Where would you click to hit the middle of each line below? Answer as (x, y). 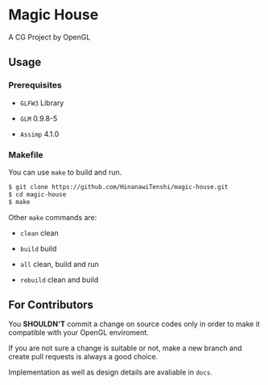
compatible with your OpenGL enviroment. (78, 333)
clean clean (39, 233)
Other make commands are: (53, 217)
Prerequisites (35, 85)
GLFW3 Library (42, 103)
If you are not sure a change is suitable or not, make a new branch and (125, 348)
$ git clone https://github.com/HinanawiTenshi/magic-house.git (118, 186)
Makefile (26, 154)
